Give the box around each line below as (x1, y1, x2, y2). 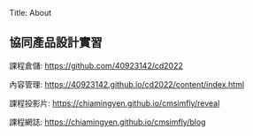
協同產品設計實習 (9, 35, 103, 50)
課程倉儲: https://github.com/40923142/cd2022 (9, 60, 184, 71)
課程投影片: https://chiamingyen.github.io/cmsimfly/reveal (9, 97, 220, 109)
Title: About (9, 8, 52, 18)
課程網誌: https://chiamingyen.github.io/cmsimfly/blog (9, 117, 206, 127)
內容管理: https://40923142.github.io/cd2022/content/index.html (9, 79, 245, 89)
